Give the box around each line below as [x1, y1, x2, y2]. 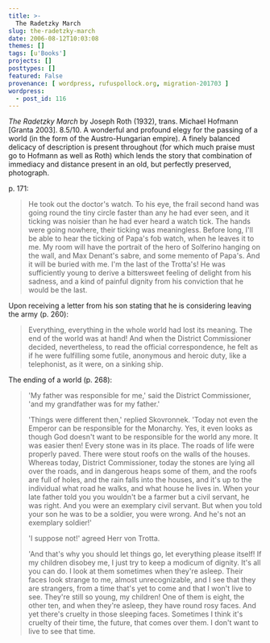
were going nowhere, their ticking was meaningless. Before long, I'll [27, 225, 254, 235]
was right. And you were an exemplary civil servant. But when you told [27, 501, 263, 511]
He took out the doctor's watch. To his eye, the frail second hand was [27, 200, 260, 209]
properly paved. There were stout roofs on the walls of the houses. [27, 449, 251, 459]
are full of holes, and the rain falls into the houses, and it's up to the [27, 475, 252, 485]
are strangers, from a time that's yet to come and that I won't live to [27, 583, 252, 594]
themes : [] [8, 42, 45, 50]
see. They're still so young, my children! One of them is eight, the [27, 592, 245, 602]
